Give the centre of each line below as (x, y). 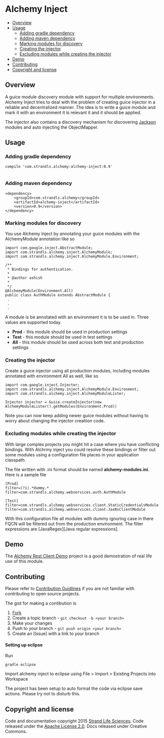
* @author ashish (25, 278)
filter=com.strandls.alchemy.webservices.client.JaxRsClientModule (75, 509)
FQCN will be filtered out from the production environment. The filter (74, 524)
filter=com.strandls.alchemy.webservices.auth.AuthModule (65, 492)
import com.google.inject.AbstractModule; (49, 248)
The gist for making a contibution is (41, 603)
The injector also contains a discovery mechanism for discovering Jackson (81, 122)
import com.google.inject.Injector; (42, 385)
